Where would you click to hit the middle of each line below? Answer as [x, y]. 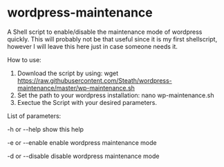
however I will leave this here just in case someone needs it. [93, 46]
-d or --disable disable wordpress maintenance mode [83, 156]
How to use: [24, 59]
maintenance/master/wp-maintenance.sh [76, 88]
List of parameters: [34, 116]
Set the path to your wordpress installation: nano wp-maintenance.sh [115, 95]
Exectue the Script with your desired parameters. [87, 102]
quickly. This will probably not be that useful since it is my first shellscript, [112, 39]
